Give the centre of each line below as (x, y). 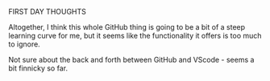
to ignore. (24, 44)
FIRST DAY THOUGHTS (48, 12)
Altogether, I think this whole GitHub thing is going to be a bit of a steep (127, 27)
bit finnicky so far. (38, 68)
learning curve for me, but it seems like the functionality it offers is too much (135, 36)
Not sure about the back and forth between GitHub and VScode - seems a (131, 60)
